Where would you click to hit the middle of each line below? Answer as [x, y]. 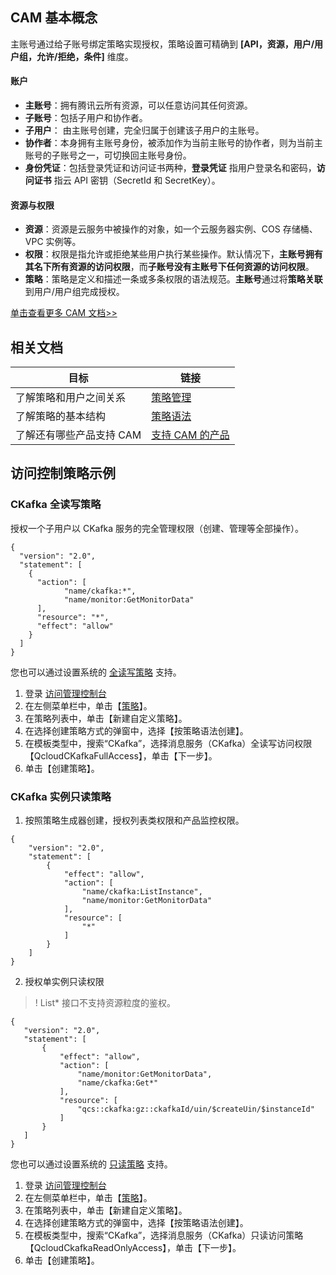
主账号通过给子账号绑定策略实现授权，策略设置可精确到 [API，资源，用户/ [162, 44]
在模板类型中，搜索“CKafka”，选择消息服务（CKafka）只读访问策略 [164, 1235]
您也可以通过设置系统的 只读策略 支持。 [91, 1164]
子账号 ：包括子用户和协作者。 [86, 118]
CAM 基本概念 [54, 18]
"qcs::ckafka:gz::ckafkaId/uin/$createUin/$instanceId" [196, 1109]
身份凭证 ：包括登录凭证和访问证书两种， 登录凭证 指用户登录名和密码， [170, 168]
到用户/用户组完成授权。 [74, 292]
